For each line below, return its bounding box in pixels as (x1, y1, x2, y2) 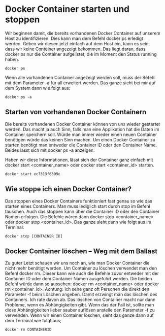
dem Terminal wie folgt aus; (5, 318, 62, 324)
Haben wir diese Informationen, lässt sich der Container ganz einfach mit (5, 157, 154, 163)
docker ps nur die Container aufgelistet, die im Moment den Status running (5, 51, 157, 57)
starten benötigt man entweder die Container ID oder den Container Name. (5, 142, 157, 148)
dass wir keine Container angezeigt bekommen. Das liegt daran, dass (5, 46, 146, 52)
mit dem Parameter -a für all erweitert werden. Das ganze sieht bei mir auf (5, 80, 156, 86)
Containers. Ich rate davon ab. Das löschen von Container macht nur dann (5, 297, 156, 302)
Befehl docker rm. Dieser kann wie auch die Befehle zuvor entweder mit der (5, 270, 159, 276)
